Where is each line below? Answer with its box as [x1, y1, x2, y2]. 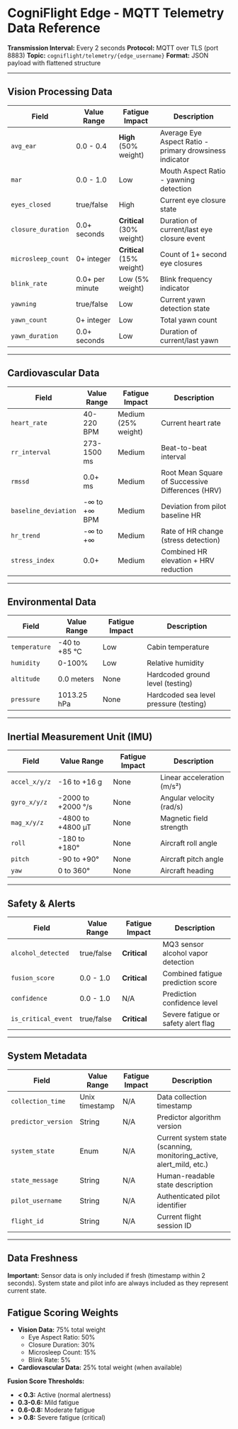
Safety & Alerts [7, 897, 76, 909]
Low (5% [118, 274, 149, 284]
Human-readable [157, 1171, 215, 1181]
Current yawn [159, 295, 205, 305]
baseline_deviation [11, 506, 76, 515]
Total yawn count [159, 314, 217, 324]
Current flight [157, 1212, 202, 1222]
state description [157, 1180, 213, 1190]
